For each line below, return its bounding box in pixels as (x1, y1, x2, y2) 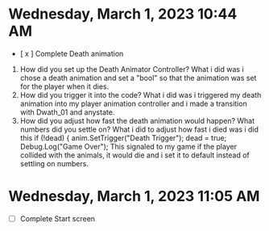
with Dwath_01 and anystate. (19, 107, 115, 117)
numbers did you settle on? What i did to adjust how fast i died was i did (19, 124, 259, 134)
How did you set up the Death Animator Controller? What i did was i (19, 64, 244, 73)
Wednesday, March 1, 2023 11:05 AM (8, 187, 260, 206)
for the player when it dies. (19, 82, 110, 91)
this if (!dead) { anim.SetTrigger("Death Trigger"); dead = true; (19, 132, 227, 142)
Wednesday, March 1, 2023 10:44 (8, 5, 238, 23)
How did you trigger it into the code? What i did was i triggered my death (19, 90, 262, 99)
